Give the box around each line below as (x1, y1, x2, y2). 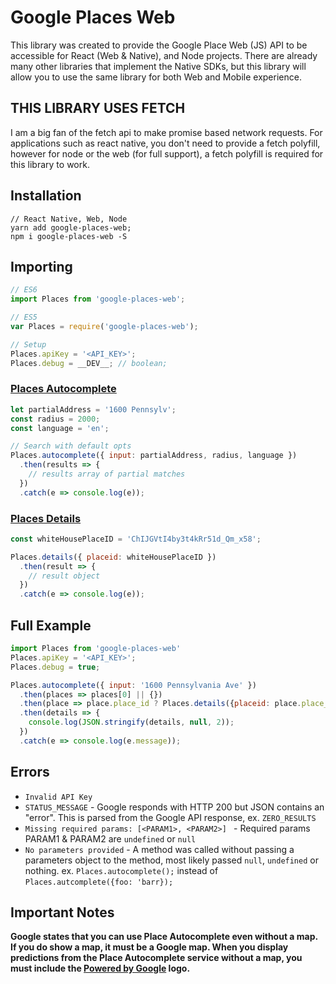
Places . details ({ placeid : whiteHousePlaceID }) (10, 552, 217, 562)
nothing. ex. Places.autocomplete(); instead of (24, 864, 219, 876)
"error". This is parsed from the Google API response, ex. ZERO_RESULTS (24, 811, 317, 823)
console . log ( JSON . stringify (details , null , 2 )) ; (28, 717, 235, 728)
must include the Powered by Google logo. (10, 962, 191, 975)
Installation (10, 187, 82, 205)
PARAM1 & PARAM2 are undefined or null (24, 832, 197, 845)
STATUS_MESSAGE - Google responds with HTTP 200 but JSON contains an (24, 801, 325, 813)
